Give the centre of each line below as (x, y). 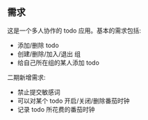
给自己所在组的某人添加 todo (58, 62)
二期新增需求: (27, 77)
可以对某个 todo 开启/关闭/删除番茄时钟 (73, 101)
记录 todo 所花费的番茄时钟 (56, 109)
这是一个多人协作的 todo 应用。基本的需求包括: (74, 31)
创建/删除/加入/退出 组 (49, 53)
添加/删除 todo (38, 45)
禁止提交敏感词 (39, 92)
